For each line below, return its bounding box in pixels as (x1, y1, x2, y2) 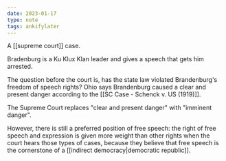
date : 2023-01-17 (7, 10, 57, 17)
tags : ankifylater (7, 23, 60, 30)
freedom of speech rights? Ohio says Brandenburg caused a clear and (7, 83, 206, 92)
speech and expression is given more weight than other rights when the (7, 131, 210, 140)
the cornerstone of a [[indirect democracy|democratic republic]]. (7, 146, 191, 155)
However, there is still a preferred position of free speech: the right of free (7, 125, 216, 133)
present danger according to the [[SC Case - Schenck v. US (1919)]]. (7, 90, 201, 98)
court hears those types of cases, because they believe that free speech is (7, 139, 219, 147)
